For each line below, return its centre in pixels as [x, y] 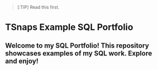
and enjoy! [22, 61]
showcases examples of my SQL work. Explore [79, 53]
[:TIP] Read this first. [38, 7]
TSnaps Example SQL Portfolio [69, 27]
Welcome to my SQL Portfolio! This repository [77, 45]
